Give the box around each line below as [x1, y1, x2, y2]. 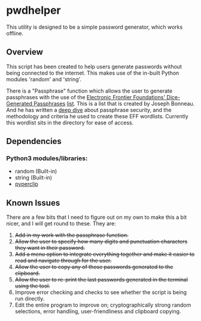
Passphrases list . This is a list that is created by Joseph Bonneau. [33, 100, 195, 107]
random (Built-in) [14, 168, 57, 175]
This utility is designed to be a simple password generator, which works [6, 23, 183, 30]
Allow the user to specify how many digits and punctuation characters [14, 238, 188, 245]
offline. [6, 29, 24, 36]
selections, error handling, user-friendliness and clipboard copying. [14, 308, 181, 315]
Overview [6, 47, 44, 57]
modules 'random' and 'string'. [6, 75, 82, 82]
